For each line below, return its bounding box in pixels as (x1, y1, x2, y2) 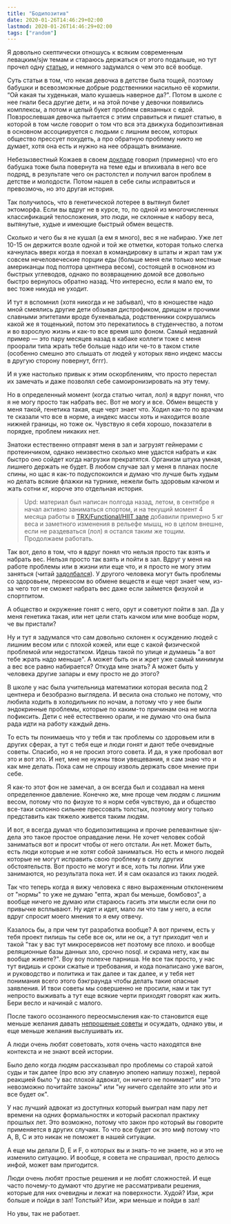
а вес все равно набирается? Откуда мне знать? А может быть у (7, 662, 199, 671)
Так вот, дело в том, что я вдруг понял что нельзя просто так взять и (7, 548, 210, 556)
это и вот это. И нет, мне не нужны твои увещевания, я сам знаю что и (7, 755, 217, 764)
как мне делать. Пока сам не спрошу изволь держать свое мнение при (7, 762, 219, 771)
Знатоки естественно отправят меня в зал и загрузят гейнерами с (7, 440, 203, 449)
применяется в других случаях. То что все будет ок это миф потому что (7, 1125, 221, 1134)
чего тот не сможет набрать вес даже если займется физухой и (14, 584, 204, 593)
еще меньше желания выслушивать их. (7, 1027, 124, 1035)
